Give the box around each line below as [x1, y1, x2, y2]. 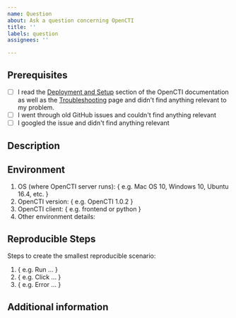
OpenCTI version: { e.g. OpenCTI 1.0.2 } [17, 197, 134, 206]
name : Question [7, 10, 52, 18]
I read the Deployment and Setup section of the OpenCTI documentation [17, 88, 230, 96]
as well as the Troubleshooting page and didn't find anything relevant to [17, 96, 228, 104]
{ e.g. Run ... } [17, 266, 58, 274]
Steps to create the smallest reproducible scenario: [7, 252, 156, 260]
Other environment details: [17, 213, 95, 221]
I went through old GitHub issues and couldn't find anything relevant [17, 111, 217, 119]
